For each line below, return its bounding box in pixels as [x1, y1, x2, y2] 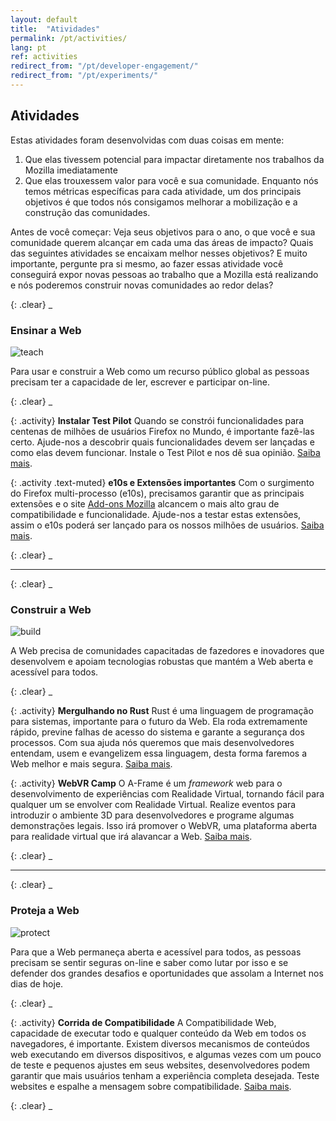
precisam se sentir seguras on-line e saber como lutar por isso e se [10, 956, 289, 968]
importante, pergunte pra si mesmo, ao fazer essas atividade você [10, 257, 284, 270]
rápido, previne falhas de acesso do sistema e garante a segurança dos [10, 726, 305, 738]
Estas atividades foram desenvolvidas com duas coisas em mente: [10, 134, 285, 146]
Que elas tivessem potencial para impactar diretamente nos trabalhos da [24, 153, 325, 165]
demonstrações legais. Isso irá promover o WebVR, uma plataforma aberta [10, 820, 318, 832]
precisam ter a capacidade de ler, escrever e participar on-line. [10, 376, 270, 388]
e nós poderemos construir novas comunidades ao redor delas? [10, 279, 274, 291]
